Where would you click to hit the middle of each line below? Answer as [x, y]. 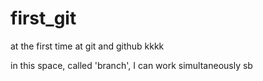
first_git [43, 18]
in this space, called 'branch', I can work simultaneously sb [131, 65]
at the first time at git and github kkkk [87, 46]
